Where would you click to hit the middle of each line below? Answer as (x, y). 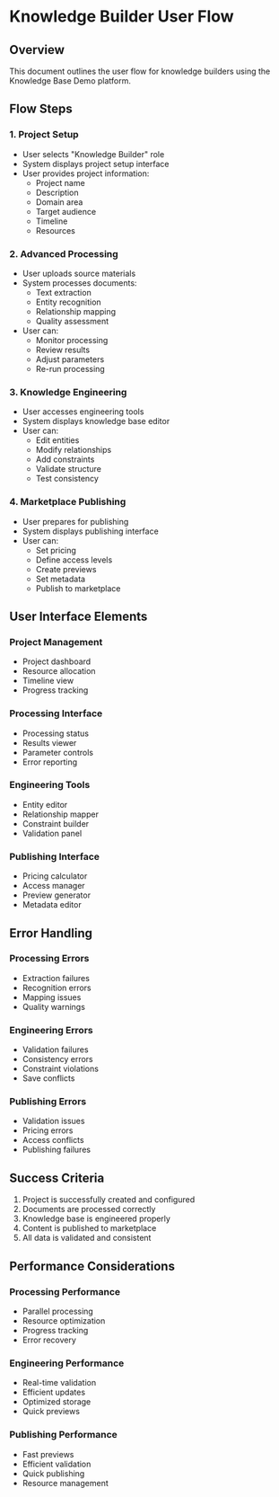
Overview (37, 50)
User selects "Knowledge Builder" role (93, 154)
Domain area (59, 202)
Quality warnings (53, 1006)
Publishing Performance (64, 1435)
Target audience (66, 211)
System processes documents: (79, 283)
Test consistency (67, 479)
